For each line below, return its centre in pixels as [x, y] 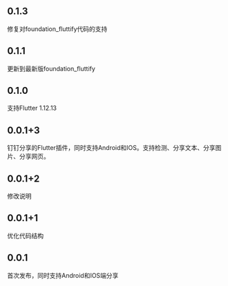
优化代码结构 [25, 236]
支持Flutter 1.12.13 [32, 108]
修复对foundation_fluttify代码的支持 [57, 29]
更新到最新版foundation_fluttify [51, 68]
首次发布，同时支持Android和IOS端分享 [63, 275]
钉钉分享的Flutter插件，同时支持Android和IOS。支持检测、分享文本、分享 [111, 148]
